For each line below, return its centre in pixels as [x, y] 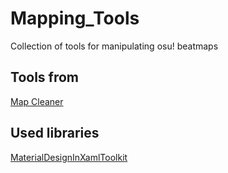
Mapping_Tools [75, 18]
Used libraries [55, 133]
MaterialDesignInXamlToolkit [69, 157]
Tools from [44, 77]
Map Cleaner [37, 101]
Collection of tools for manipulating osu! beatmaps [114, 46]
